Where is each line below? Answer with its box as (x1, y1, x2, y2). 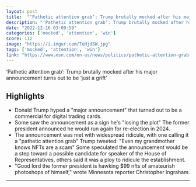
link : (6, 52, 19, 58)
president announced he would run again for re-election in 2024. (14, 125, 170, 132)
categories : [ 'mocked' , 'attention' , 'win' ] (6, 30, 116, 36)
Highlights (6, 91, 45, 101)
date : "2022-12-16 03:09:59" (6, 25, 77, 31)
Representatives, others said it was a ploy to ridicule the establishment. (14, 156, 186, 164)
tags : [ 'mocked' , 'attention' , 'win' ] (6, 47, 100, 53)
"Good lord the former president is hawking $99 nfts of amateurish (14, 162, 175, 169)
